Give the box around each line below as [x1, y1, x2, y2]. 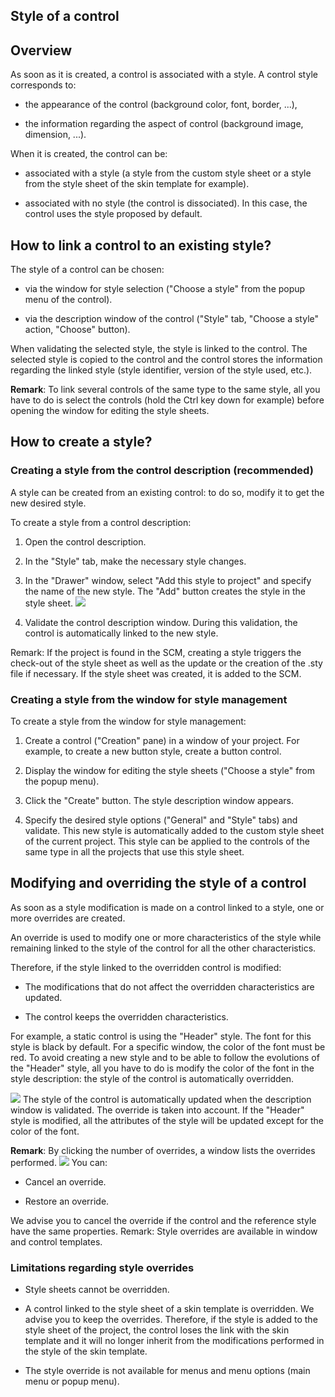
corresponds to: [10, 79, 77, 91]
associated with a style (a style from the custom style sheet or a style [24, 167, 312, 179]
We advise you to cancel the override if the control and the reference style [10, 1214, 317, 1226]
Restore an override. [24, 1195, 110, 1207]
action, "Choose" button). [24, 324, 131, 336]
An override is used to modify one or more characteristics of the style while [10, 931, 322, 943]
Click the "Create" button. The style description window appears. [24, 795, 294, 806]
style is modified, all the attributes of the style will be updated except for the [10, 1114, 325, 1126]
